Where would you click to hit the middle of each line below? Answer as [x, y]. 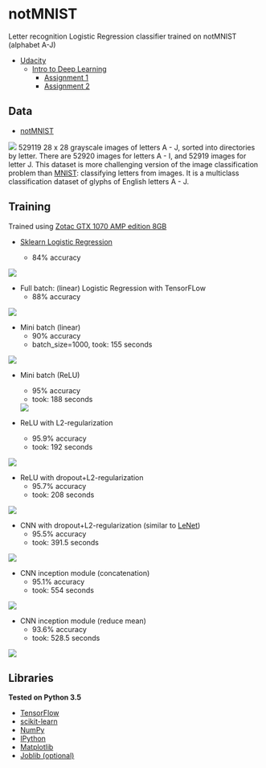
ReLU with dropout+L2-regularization [82, 477]
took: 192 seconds [62, 446]
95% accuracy [56, 390]
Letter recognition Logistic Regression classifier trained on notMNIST [123, 36]
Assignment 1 [66, 77]
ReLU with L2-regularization [66, 422]
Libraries [31, 678]
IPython [33, 739]
